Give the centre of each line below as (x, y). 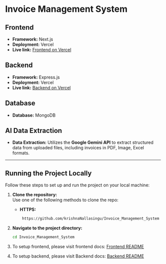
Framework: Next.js (33, 39)
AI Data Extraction (34, 131)
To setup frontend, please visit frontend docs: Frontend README (78, 246)
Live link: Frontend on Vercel (42, 50)
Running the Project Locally (48, 173)
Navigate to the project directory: (47, 228)
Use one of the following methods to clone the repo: (65, 200)
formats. (21, 153)
